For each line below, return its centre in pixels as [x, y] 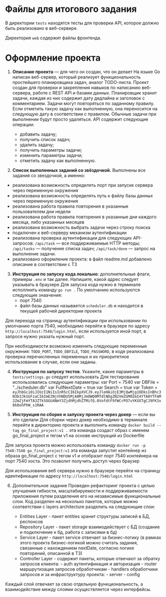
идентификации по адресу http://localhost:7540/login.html [69, 476]
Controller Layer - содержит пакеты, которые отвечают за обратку [90, 558]
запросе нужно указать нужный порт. [45, 336]
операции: [23, 124]
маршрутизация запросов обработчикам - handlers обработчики [89, 569]
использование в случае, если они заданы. [51, 362]
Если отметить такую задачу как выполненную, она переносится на [85, 108]
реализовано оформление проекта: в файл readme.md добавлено [82, 259]
